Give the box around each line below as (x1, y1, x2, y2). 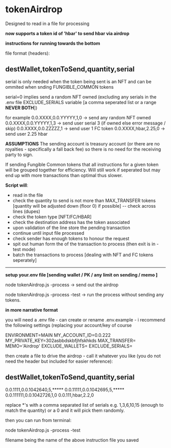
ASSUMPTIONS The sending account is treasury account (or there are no (5, 140, 160, 146)
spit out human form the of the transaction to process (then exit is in (12, 241, 156, 247)
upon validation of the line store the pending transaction (12, 225, 131, 231)
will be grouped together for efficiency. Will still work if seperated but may (5, 167, 160, 173)
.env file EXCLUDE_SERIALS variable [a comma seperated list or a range (5, 99, 157, 105)
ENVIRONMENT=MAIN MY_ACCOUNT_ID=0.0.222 (5, 332, 111, 338)
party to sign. (5, 152, 34, 158)
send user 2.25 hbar (5, 131, 48, 137)
